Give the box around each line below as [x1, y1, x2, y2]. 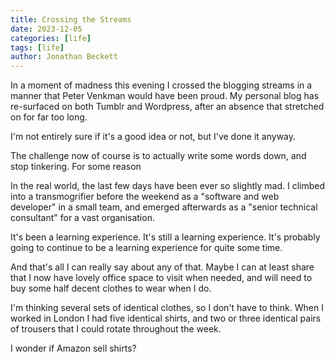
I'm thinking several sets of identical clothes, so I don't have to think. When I [10, 302, 324, 314]
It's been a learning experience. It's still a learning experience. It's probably [10, 231, 321, 243]
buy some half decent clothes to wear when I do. [10, 282, 212, 295]
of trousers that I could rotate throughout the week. [10, 323, 222, 335]
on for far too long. [10, 111, 88, 123]
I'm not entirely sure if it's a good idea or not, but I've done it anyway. [10, 131, 297, 143]
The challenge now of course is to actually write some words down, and [10, 150, 307, 162]
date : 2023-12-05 [10, 24, 83, 34]
